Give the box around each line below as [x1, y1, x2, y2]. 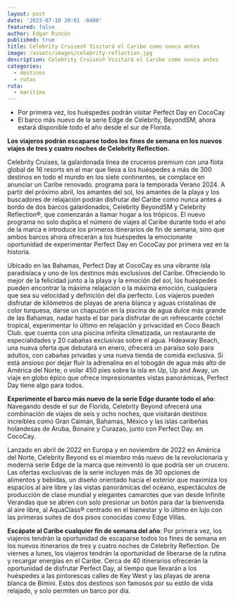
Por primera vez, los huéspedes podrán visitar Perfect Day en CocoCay [17, 108, 225, 117]
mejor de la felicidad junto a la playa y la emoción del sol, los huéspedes [7, 276, 217, 285]
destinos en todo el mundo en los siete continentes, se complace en [7, 173, 206, 182]
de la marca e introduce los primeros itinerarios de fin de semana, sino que [7, 225, 225, 234]
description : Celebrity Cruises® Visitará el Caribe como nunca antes [7, 56, 219, 63]
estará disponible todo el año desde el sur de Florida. [17, 123, 173, 132]
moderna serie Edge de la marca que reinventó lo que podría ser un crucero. [7, 460, 230, 469]
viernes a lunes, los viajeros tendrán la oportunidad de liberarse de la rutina [7, 549, 227, 558]
